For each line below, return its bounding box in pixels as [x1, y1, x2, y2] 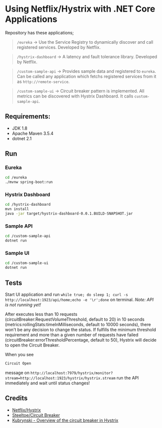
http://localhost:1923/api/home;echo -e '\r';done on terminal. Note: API [5, 297, 154, 303]
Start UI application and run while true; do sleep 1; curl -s [5, 292, 128, 297]
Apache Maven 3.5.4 [12, 130, 54, 136]
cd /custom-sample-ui [5, 261, 49, 265]
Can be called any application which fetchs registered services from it [16, 73, 157, 79]
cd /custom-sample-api [5, 234, 51, 239]
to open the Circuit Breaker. [5, 342, 60, 348]
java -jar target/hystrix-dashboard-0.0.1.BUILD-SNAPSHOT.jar [5, 211, 133, 216]
